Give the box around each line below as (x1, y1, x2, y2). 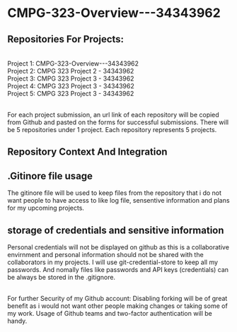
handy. (7, 316, 28, 326)
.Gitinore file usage (7, 170, 93, 182)
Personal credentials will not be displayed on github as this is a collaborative (7, 243, 230, 251)
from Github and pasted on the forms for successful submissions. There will (7, 118, 229, 126)
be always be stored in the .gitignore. (7, 273, 115, 282)
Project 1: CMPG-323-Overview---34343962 (7, 59, 139, 68)
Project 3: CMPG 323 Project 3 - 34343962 (7, 74, 134, 83)
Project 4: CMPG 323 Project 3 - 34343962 (7, 82, 134, 90)
